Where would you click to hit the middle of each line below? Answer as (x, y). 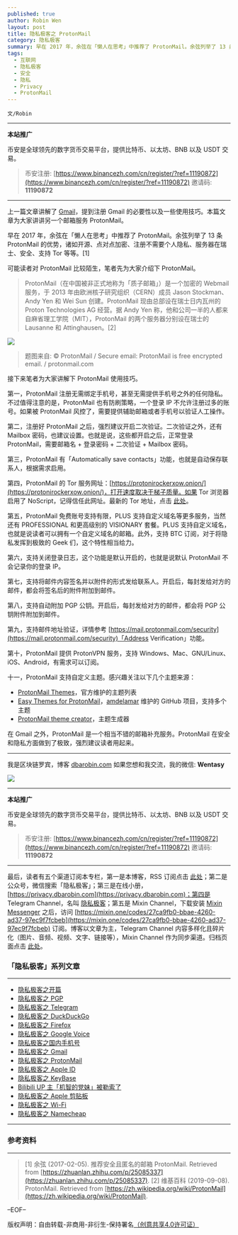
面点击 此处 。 (27, 946)
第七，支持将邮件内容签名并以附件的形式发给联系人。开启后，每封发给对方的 (119, 581)
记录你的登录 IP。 (39, 566)
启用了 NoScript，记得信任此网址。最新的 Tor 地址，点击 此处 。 (100, 501)
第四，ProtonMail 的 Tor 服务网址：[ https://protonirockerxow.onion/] (107, 484)
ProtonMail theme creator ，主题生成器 (73, 719)
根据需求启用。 (47, 468)
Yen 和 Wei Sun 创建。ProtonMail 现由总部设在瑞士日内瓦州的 (131, 301)
